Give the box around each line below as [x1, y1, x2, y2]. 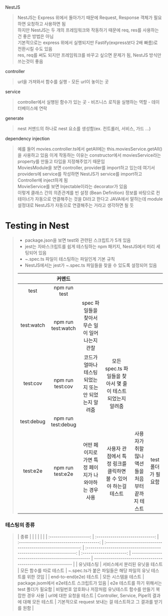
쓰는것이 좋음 [17, 59, 43, 64]
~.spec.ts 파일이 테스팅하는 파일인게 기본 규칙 [24, 256, 115, 262]
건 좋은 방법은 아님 [17, 34, 54, 39]
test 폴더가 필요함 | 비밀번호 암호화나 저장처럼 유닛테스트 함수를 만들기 [17, 586, 155, 592]
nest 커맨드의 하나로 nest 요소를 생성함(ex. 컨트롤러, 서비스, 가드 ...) [17, 126, 151, 132]
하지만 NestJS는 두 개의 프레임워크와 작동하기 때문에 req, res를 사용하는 [17, 27, 159, 33]
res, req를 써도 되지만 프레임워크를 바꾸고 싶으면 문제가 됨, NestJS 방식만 [17, 52, 161, 58]
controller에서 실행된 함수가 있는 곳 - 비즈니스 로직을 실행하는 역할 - [17, 99, 151, 105]
